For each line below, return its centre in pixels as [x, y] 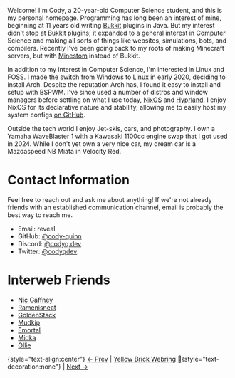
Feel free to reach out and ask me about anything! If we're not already [110, 199]
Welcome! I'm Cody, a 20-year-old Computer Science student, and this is [115, 10]
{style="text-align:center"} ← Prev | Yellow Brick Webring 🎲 [95, 359]
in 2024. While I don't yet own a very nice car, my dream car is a [102, 144]
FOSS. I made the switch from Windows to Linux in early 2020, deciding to [116, 77]
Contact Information [69, 180]
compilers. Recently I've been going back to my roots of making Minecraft [116, 48]
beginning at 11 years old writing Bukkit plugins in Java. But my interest [111, 25]
